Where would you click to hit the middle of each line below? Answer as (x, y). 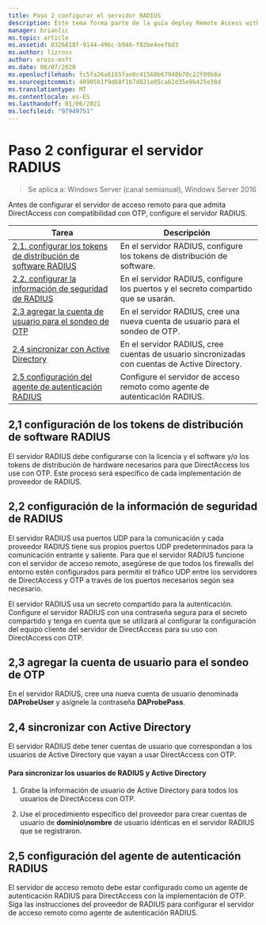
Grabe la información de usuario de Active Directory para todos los (129, 790)
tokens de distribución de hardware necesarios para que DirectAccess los (129, 464)
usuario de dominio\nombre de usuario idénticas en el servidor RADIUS (137, 823)
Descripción (187, 232)
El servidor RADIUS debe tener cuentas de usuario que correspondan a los (130, 747)
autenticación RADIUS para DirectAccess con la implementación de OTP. (127, 896)
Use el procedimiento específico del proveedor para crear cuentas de (133, 814)
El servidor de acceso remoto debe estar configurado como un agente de (128, 888)
